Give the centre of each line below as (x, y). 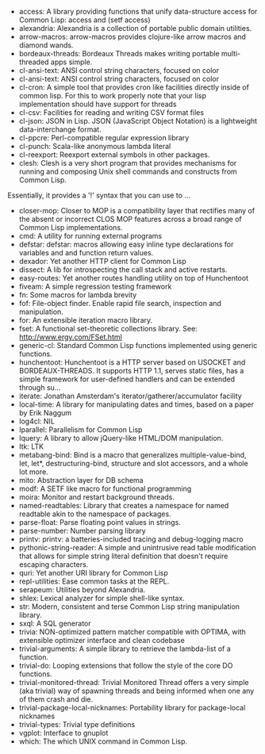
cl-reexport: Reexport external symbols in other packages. (114, 155)
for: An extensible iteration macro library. (86, 320)
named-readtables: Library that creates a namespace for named (124, 505)
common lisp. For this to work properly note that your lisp (113, 96)
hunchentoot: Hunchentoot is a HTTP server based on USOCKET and (132, 362)
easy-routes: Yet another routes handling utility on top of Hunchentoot (134, 278)
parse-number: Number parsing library (82, 531)
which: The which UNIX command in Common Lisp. (103, 741)
